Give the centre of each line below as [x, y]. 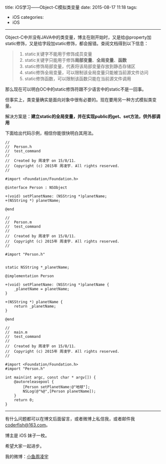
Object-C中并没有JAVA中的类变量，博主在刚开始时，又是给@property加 [78, 37]
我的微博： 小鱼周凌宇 [27, 456]
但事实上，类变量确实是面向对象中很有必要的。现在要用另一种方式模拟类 [79, 100]
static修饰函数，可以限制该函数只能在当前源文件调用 [78, 79]
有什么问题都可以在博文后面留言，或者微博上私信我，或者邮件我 [70, 419]
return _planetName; [35, 306]
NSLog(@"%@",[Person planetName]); [60, 391]
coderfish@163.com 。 [28, 425]
